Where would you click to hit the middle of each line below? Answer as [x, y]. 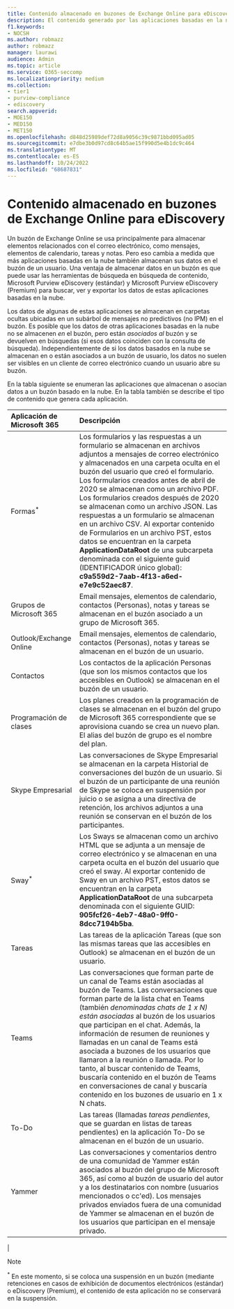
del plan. [93, 744]
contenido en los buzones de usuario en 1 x [151, 1095]
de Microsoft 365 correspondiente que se [148, 718]
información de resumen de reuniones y [145, 1033]
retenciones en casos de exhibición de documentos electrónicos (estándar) [116, 1284]
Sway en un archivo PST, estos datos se [145, 880]
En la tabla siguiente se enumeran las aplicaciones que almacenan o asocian [117, 384]
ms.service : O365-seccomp [45, 72]
